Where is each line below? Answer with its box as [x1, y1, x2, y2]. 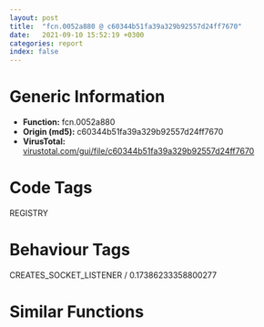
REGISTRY [9, 208, 48, 219]
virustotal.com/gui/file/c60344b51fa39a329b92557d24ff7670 [22, 146, 255, 157]
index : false [9, 47, 59, 56]
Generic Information [9, 87, 166, 107]
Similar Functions [9, 301, 144, 322]
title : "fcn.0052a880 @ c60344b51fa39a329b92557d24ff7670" [9, 22, 243, 31]
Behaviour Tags [9, 240, 130, 261]
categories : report [9, 38, 84, 48]
